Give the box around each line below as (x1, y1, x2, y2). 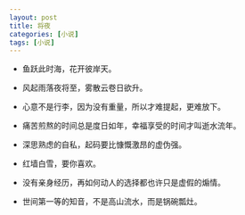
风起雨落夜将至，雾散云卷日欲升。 (21, 82, 148, 94)
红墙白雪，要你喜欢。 (21, 158, 101, 170)
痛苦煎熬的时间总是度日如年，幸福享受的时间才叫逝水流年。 (21, 120, 241, 131)
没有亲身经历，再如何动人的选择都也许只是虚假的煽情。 (21, 178, 225, 188)
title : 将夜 (9, 21, 51, 30)
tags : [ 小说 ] (9, 37, 55, 47)
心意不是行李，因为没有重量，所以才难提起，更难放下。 (21, 102, 225, 112)
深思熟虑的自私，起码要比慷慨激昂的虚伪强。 (21, 139, 187, 150)
